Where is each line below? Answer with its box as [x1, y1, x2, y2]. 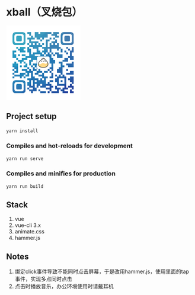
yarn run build [6, 184, 44, 190]
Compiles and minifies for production [6, 169, 116, 178]
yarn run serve [6, 156, 44, 162]
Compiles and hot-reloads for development [6, 142, 133, 150]
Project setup [6, 111, 57, 121]
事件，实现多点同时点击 [14, 275, 72, 282]
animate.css [14, 228, 44, 235]
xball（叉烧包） [6, 5, 83, 19]
